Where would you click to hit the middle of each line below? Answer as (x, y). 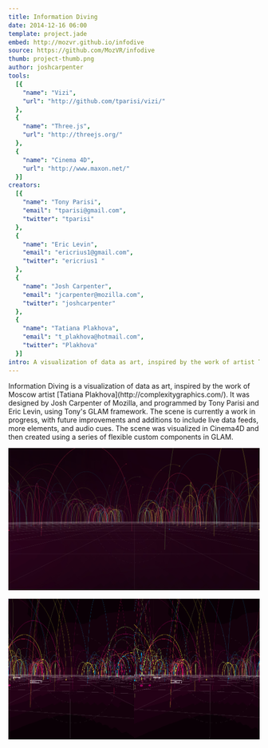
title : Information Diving (53, 17)
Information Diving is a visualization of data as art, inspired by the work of (129, 386)
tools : (19, 76)
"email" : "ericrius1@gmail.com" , (78, 253)
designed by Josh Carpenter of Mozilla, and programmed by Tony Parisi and (134, 402)
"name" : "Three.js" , (57, 127)
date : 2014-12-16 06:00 (48, 25)
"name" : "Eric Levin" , (60, 244)
